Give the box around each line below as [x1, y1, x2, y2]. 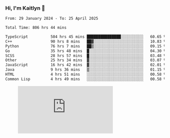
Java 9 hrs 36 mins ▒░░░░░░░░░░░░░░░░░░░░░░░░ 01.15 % [5, 67, 166, 72]
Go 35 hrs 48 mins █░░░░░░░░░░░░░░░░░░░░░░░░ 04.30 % [5, 48, 166, 54]
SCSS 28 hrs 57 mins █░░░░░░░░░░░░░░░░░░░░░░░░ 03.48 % [5, 53, 166, 58]
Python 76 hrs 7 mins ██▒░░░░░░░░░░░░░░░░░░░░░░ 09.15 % [5, 43, 166, 49]
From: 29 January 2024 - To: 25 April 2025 [5, 16, 99, 21]
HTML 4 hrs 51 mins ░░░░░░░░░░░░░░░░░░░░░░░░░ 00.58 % [5, 72, 166, 77]
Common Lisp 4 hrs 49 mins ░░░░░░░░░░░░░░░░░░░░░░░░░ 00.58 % [5, 76, 166, 81]
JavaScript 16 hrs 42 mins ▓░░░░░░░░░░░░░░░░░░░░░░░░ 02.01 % [5, 63, 166, 68]
